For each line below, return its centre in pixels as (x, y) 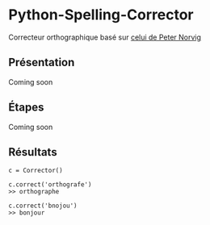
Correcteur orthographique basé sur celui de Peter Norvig (105, 37)
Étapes (26, 108)
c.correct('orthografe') (50, 185)
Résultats (33, 152)
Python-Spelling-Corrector (101, 15)
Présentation (42, 62)
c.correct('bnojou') (43, 206)
